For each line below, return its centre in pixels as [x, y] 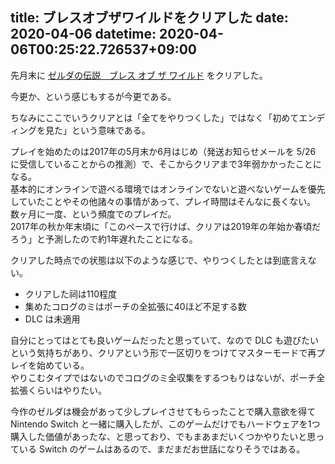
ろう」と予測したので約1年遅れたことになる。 [104, 239]
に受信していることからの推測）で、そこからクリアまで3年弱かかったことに [166, 164]
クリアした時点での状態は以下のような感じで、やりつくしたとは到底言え [159, 260]
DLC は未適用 [52, 319]
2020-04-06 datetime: [83, 34]
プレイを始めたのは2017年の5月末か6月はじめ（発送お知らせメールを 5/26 [163, 151]
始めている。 [63, 365]
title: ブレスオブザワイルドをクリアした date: [149, 18]
